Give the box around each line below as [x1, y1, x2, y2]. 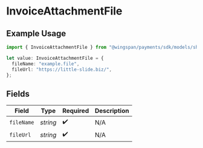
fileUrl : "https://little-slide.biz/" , [11, 66, 112, 72]
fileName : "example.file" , [11, 60, 80, 67]
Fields [6, 89, 30, 99]
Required [62, 107, 89, 115]
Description [94, 107, 129, 115]
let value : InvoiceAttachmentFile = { [6, 55, 104, 61]
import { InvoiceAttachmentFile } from [6, 44, 107, 50]
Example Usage [6, 28, 66, 39]
